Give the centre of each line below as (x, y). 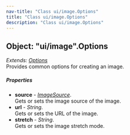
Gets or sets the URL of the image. (56, 114)
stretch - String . (34, 120)
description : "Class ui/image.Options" (55, 22)
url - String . (29, 107)
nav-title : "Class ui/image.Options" (52, 11)
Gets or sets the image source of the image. (68, 101)
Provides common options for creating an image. (65, 67)
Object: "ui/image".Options (57, 46)
